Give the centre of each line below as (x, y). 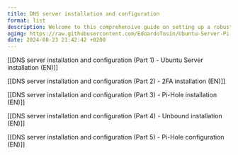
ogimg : (17, 33)
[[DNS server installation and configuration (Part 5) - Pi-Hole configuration (116, 137)
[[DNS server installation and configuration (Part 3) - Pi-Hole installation (112, 95)
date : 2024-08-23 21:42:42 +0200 (57, 40)
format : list (27, 20)
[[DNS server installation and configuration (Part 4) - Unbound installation (115, 116)
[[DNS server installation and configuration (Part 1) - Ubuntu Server (106, 60)
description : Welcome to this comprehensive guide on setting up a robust (120, 27)
